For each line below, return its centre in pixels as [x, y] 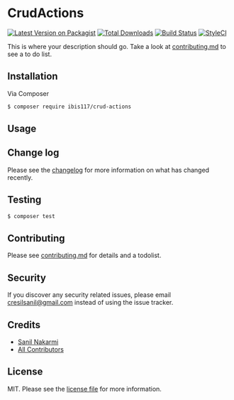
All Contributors [40, 349]
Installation [33, 76]
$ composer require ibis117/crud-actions [69, 107]
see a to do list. [29, 54]
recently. [20, 177]
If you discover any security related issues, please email [89, 295]
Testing [24, 200]
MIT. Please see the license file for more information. [84, 389]
